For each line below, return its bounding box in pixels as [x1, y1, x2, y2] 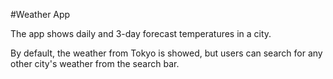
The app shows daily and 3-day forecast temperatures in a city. [10, 28, 272, 39]
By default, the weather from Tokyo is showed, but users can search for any [10, 47, 323, 59]
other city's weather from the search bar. [10, 58, 180, 69]
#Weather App [10, 9, 71, 20]
